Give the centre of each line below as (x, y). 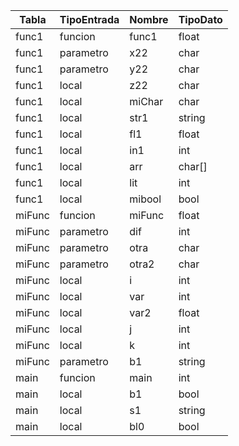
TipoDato (200, 19)
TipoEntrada (89, 19)
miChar (146, 101)
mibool (145, 199)
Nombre (149, 19)
